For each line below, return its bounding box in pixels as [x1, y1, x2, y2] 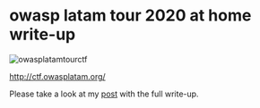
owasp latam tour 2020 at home [9, 5, 252, 26]
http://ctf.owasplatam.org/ [9, 71, 106, 81]
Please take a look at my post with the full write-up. [9, 88, 199, 99]
